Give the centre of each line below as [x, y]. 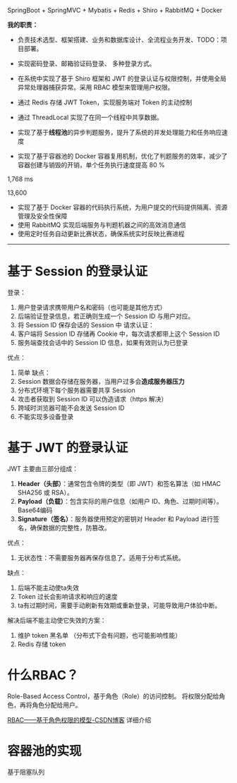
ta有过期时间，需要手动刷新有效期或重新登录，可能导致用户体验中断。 [119, 605]
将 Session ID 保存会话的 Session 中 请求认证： [86, 324]
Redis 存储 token [42, 644]
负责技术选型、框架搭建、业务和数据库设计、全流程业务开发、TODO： [119, 40]
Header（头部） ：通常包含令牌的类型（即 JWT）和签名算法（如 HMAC [119, 483]
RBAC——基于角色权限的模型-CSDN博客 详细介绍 [79, 720]
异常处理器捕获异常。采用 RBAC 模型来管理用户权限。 [96, 87]
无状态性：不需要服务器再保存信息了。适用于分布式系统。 [101, 557]
